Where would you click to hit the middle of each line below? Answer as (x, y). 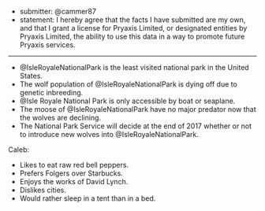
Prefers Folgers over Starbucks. (71, 173)
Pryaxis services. (48, 45)
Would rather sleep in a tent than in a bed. (88, 198)
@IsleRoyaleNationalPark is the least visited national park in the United (134, 67)
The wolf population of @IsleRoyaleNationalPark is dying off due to (129, 84)
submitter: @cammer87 (58, 11)
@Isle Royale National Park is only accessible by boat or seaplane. (127, 101)
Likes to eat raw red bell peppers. (74, 165)
